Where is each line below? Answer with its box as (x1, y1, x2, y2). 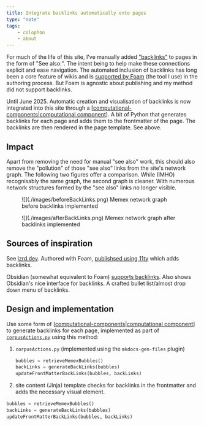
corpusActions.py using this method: (6, 333, 99, 340)
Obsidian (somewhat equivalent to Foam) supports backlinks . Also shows (6, 273, 192, 280)
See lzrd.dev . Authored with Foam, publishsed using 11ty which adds (6, 254, 179, 262)
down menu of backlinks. (6, 286, 70, 294)
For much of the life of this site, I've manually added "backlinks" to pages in (6, 53, 197, 61)
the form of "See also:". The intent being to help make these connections (6, 60, 191, 67)
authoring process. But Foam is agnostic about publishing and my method (6, 80, 193, 87)
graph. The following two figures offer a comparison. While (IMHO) (6, 170, 175, 178)
